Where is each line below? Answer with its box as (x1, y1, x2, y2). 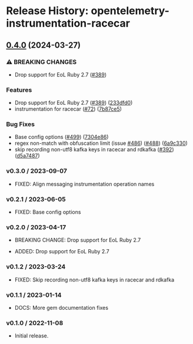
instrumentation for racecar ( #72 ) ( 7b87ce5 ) (14, 105, 122, 113)
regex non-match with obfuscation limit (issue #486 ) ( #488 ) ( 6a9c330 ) (14, 140, 188, 147)
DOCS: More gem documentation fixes (14, 304, 109, 311)
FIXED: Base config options (14, 209, 81, 216)
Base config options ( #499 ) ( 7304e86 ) (14, 134, 109, 141)
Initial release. (14, 332, 49, 339)
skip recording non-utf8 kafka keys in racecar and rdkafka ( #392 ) (14, 146, 175, 153)
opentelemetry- (91, 4, 169, 18)
